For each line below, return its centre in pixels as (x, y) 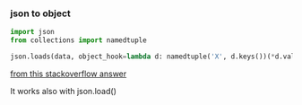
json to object (40, 13)
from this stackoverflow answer (69, 74)
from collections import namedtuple (78, 40)
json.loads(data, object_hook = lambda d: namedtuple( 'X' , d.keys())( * (143, 57)
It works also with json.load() (64, 91)
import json (32, 32)
